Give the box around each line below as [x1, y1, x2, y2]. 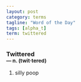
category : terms [6, 14, 46, 20]
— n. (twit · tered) [6, 57, 47, 64]
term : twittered [6, 31, 46, 37]
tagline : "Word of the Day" [6, 19, 76, 25]
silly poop [14, 69, 39, 77]
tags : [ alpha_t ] [6, 25, 46, 31]
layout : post [6, 8, 39, 15]
